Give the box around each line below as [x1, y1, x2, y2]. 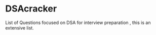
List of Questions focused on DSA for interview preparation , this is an [5, 19, 151, 25]
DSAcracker [5, 3, 57, 14]
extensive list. [5, 24, 34, 30]
